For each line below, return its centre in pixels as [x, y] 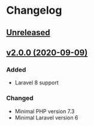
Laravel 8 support [37, 83]
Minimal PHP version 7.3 [45, 111]
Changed [20, 98]
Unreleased [28, 33]
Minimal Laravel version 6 [46, 118]
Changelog [34, 10]
